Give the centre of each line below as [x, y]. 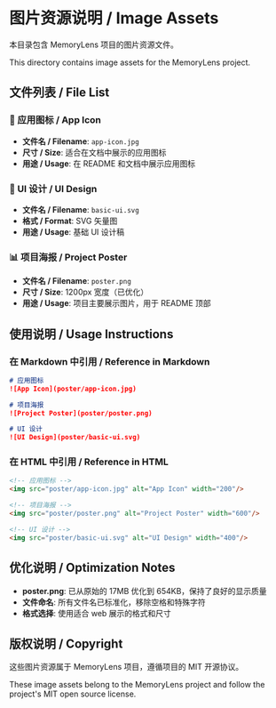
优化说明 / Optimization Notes [92, 568]
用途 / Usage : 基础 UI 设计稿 [73, 231]
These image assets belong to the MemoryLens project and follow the [137, 685]
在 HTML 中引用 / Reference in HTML [89, 462]
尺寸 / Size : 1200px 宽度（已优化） [85, 292]
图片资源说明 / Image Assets [114, 18]
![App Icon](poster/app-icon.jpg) [73, 389]
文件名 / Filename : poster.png [76, 281]
